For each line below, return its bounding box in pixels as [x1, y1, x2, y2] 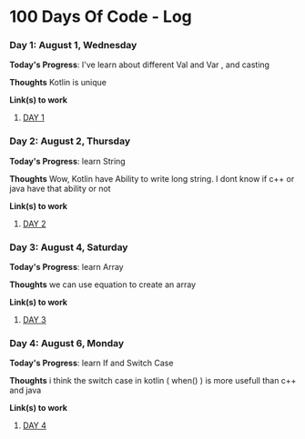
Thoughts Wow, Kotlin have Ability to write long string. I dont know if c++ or [9, 173, 295, 184]
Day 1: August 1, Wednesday [9, 39, 137, 52]
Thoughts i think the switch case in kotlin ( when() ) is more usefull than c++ [9, 375, 297, 386]
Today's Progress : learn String [9, 155, 126, 166]
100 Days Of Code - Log [9, 6, 193, 27]
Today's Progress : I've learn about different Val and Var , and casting [9, 59, 270, 70]
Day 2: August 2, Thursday [9, 135, 130, 147]
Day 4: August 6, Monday [9, 337, 125, 349]
